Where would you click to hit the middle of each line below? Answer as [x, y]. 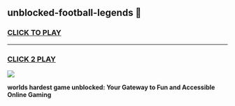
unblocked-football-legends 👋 [74, 13]
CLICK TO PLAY [34, 33]
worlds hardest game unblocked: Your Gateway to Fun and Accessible [111, 87]
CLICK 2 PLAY [31, 59]
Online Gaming [29, 94]
